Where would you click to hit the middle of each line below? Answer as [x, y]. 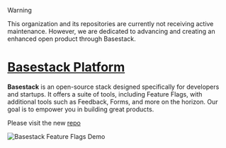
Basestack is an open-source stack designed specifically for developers [113, 87]
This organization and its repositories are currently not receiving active [111, 24]
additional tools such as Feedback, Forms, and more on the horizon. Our [113, 101]
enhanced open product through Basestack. [72, 39]
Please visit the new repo [44, 123]
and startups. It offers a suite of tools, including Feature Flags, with [105, 94]
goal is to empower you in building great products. [81, 109]
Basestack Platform [66, 67]
